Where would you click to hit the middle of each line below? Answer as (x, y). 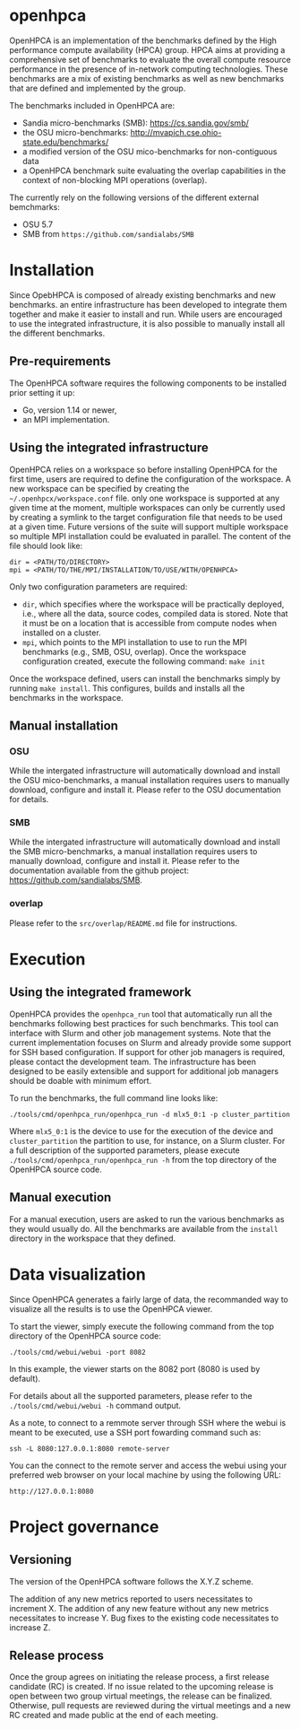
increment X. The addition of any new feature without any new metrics (139, 1608)
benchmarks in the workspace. (66, 697)
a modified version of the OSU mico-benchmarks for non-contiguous (150, 151)
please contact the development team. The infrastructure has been (133, 1061)
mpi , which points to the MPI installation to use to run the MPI (135, 642)
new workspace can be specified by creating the (99, 488)
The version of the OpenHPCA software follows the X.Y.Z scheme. (131, 1581)
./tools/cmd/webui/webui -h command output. (95, 1405)
